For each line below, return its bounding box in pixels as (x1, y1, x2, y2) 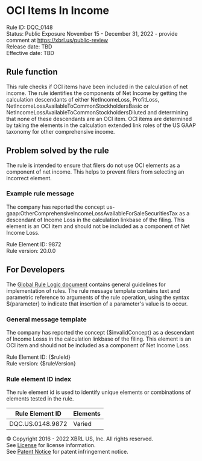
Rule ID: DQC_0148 (6, 24, 53, 31)
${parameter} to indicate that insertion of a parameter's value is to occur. (6, 300, 188, 307)
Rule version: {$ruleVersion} (6, 359, 77, 367)
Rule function (6, 67, 58, 77)
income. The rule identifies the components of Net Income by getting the (6, 89, 188, 97)
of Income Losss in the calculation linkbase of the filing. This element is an (6, 335, 192, 342)
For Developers (6, 264, 65, 275)
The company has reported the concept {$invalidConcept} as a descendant (6, 329, 194, 336)
